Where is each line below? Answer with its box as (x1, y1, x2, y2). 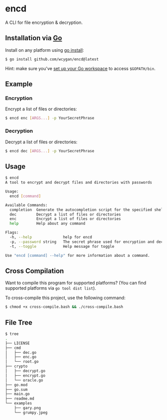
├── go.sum (5, 387, 28, 392)
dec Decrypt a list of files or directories (9, 212, 121, 217)
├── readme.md (5, 396, 35, 401)
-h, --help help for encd (9, 235, 92, 240)
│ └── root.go (5, 359, 39, 364)
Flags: (5, 230, 19, 235)
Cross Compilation (5, 267, 64, 275)
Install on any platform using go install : (5, 47, 84, 53)
